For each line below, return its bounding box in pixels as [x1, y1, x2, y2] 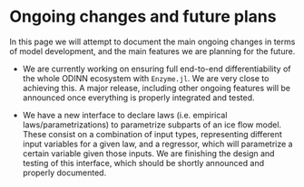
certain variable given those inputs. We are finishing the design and [22, 147, 275, 159]
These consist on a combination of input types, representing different [22, 128, 283, 139]
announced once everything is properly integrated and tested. [22, 92, 255, 103]
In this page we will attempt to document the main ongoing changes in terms [9, 36, 296, 47]
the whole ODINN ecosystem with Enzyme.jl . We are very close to [22, 72, 270, 83]
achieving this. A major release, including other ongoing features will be [22, 82, 291, 93]
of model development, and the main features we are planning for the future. [9, 45, 296, 56]
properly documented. [22, 167, 107, 178]
